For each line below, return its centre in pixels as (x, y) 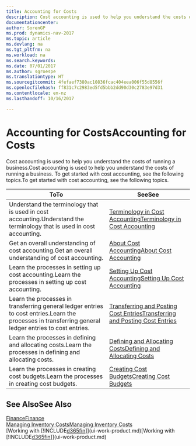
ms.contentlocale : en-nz (36, 93)
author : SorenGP (26, 28)
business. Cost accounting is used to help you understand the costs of (90, 167)
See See (148, 194)
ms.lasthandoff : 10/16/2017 (40, 98)
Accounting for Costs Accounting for (96, 133)
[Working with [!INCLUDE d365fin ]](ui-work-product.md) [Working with (90, 431)
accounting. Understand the (47, 219)
